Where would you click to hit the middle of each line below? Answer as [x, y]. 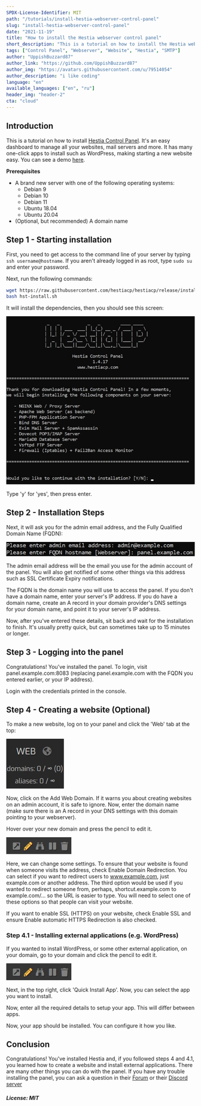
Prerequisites [23, 171]
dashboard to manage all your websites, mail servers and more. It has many [99, 147]
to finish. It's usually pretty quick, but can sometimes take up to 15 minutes [98, 627]
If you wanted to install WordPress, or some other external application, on [97, 949]
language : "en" [25, 82]
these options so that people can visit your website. [70, 902]
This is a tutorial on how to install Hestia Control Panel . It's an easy [88, 140]
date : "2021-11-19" [31, 32]
